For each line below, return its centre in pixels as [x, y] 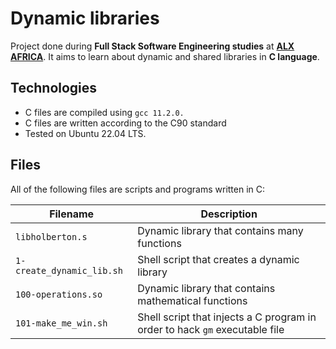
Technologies [54, 88]
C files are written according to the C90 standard [125, 123]
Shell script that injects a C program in [227, 317]
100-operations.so [59, 294]
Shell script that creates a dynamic [218, 259]
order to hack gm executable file [211, 329]
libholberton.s [51, 236]
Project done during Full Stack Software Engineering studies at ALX [152, 46]
